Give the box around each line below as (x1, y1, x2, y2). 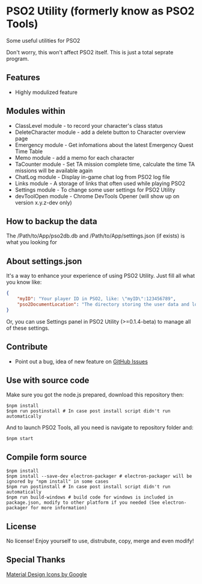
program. (6, 55, 29, 62)
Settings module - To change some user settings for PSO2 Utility (14, 186, 176, 193)
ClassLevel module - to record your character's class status (14, 122, 164, 129)
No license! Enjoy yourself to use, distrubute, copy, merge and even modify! (6, 537, 194, 544)
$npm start (6, 436, 34, 442)
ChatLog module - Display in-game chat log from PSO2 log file (14, 173, 170, 180)
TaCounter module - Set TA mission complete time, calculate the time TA (14, 160, 195, 168)
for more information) (30, 505, 87, 511)
